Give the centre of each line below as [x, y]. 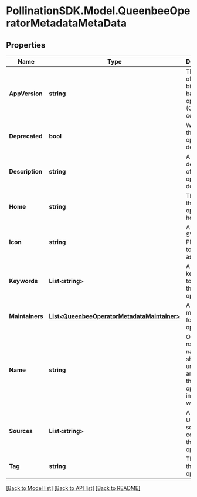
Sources [21, 431]
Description [26, 171]
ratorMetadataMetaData [67, 23]
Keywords [23, 281]
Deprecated [26, 136]
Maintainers [26, 316]
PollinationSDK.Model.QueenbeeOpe [98, 11]
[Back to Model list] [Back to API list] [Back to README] [73, 488]
